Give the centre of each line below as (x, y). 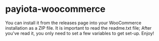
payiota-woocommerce (55, 9)
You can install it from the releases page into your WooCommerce (73, 23)
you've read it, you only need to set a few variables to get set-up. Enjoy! (80, 33)
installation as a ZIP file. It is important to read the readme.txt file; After (78, 28)
